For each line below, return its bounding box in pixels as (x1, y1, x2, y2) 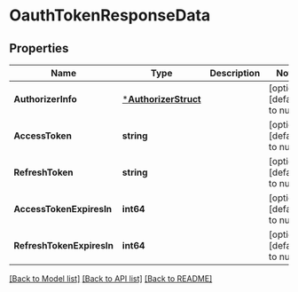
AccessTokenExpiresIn (13, 203, 113, 215)
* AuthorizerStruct (122, 93, 201, 105)
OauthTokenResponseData (9, 5, 211, 26)
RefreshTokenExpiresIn (13, 240, 114, 251)
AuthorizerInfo (13, 93, 77, 105)
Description (209, 67, 261, 79)
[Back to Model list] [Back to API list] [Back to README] (9, 273, 213, 284)
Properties (9, 41, 69, 56)
